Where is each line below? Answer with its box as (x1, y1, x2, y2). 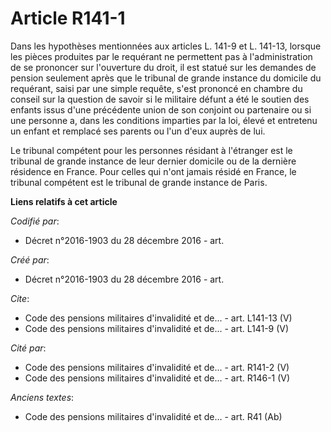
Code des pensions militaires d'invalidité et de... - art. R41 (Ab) (24, 410, 283, 422)
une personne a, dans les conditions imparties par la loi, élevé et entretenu (10, 114, 318, 126)
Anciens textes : (10, 391, 75, 403)
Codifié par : (10, 215, 60, 227)
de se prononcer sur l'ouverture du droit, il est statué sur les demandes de (10, 61, 317, 73)
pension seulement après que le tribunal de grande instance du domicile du (10, 72, 322, 84)
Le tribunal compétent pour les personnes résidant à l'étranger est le (10, 144, 293, 156)
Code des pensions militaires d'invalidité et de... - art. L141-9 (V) (24, 322, 290, 334)
